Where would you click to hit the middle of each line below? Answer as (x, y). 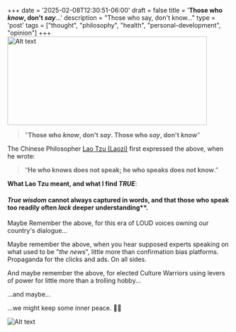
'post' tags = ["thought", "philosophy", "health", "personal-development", (114, 25)
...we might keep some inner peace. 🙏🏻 (64, 308)
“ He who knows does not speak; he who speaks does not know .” (121, 170)
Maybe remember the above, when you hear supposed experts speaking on (118, 244)
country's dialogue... (38, 231)
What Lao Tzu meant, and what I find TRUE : (72, 184)
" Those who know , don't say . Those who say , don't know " (112, 135)
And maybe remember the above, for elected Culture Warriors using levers (116, 273)
